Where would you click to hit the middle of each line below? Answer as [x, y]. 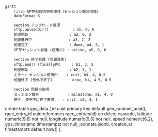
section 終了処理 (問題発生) [40, 60]
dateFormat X [27, 16]
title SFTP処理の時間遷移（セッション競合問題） [57, 12]
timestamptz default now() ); [33, 129]
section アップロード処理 [37, 25]
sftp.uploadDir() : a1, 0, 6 [54, 30]
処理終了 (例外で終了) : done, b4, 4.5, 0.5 [63, 80]
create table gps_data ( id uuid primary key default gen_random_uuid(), [76, 109]
